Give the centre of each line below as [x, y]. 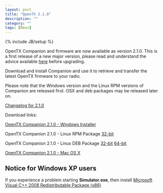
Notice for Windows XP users [51, 168]
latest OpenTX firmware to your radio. [43, 76]
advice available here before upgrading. [45, 62]
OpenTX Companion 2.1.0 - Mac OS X [43, 153]
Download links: [21, 115]
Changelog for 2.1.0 [25, 106]
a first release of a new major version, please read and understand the [76, 56]
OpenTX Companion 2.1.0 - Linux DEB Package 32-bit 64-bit [66, 143]
